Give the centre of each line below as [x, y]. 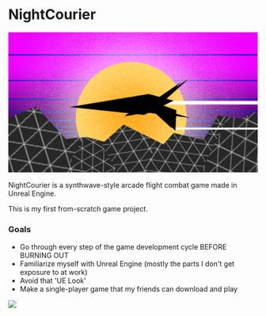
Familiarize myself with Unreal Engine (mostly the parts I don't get [127, 264]
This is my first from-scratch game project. [78, 209]
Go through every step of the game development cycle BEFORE [123, 246]
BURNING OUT [44, 255]
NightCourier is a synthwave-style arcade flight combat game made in [123, 185]
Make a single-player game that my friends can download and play [129, 289]
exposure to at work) [54, 272]
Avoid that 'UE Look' [53, 280]
